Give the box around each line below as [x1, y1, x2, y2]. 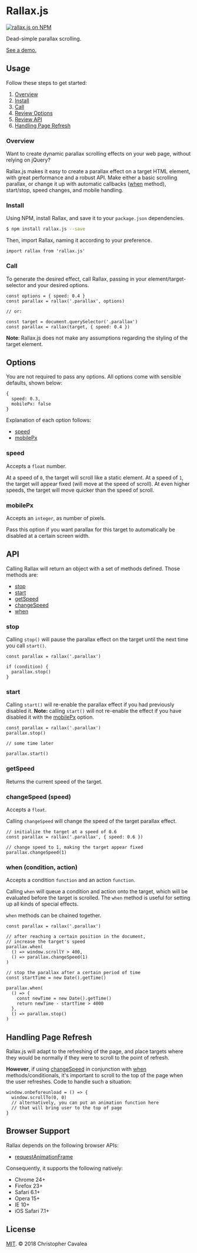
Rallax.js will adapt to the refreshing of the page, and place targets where [6, 1048, 183, 1055]
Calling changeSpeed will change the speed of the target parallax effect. [6, 817, 177, 824]
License [6, 1225, 36, 1235]
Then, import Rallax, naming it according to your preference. [6, 237, 152, 244]
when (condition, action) [6, 863, 78, 871]
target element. [6, 340, 43, 347]
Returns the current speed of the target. [6, 778, 103, 785]
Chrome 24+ [14, 1176, 46, 1183]
